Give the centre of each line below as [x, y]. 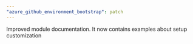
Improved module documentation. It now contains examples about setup [97, 29]
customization [24, 35]
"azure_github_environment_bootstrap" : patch [65, 12]
